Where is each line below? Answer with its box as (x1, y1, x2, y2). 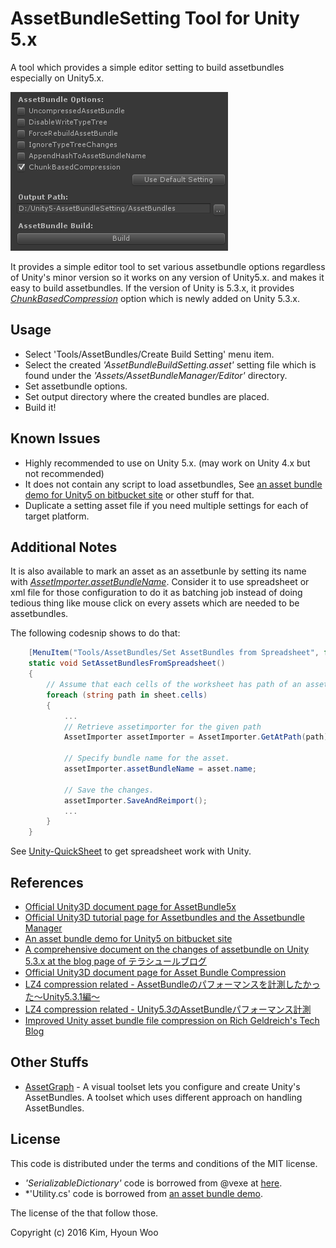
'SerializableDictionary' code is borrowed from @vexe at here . (24, 1177, 283, 1189)
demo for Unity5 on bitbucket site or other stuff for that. (24, 488, 255, 501)
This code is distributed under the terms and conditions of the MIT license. (10, 1157, 318, 1169)
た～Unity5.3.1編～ (24, 990, 101, 1002)
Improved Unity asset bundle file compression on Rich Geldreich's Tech (24, 1014, 320, 1026)
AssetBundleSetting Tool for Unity (10, 7, 300, 30)
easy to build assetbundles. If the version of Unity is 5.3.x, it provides (10, 282, 295, 294)
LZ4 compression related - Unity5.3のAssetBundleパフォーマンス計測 (24, 1003, 312, 1015)
